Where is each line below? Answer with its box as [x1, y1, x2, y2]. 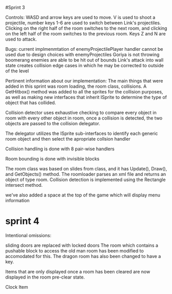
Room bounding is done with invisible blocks [5, 156, 100, 162]
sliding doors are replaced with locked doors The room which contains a [5, 242, 158, 248]
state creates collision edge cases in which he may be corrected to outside [5, 63, 164, 68]
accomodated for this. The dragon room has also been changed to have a [5, 253, 161, 259]
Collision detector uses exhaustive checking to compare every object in [5, 110, 157, 115]
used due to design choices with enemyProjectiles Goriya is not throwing [5, 51, 160, 57]
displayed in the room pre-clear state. [5, 274, 85, 280]
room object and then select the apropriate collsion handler [5, 136, 131, 142]
